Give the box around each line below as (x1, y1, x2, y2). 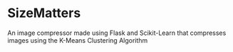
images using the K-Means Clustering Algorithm (7, 36, 148, 44)
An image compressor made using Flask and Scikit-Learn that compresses (7, 28, 227, 37)
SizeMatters (7, 5, 81, 21)
